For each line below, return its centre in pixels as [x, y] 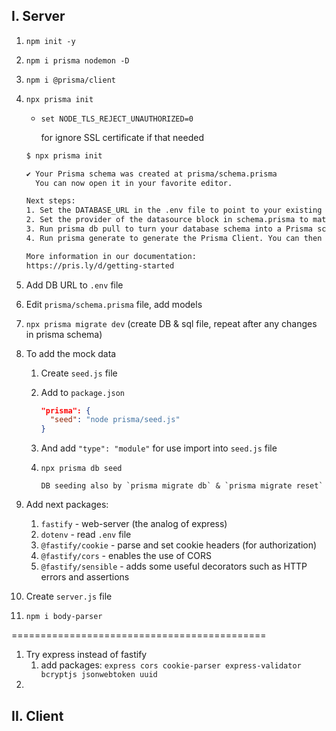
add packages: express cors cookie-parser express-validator [171, 665]
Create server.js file [69, 596]
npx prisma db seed [81, 469]
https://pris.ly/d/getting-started [100, 265]
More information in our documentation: [111, 256]
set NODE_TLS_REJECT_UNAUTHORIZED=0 [117, 119]
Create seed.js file [79, 373]
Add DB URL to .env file [74, 285]
